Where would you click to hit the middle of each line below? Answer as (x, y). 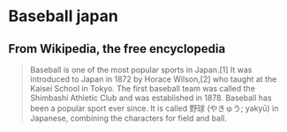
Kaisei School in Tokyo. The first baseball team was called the (142, 88)
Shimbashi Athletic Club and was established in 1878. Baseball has (151, 98)
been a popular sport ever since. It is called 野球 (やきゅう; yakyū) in (154, 108)
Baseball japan (63, 16)
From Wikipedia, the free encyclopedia (117, 49)
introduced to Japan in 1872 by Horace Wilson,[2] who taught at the (153, 79)
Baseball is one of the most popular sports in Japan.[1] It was (141, 70)
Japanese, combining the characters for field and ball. (128, 118)
